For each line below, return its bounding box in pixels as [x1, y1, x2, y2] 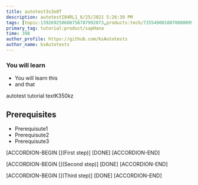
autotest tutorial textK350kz [6, 92, 74, 99]
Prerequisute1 [14, 125, 48, 132]
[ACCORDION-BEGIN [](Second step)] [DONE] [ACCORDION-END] [6, 160, 168, 167]
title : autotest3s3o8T [6, 8, 62, 15]
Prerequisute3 [14, 137, 49, 145]
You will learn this [14, 74, 58, 82]
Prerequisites [6, 109, 57, 119]
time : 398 [6, 31, 31, 37]
